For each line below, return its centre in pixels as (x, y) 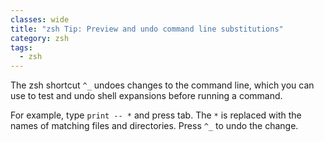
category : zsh (40, 38)
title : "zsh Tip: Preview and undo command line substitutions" (147, 29)
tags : (21, 47)
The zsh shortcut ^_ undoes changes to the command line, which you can (162, 85)
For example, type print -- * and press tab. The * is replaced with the (156, 115)
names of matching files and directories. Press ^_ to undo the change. (154, 126)
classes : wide (40, 19)
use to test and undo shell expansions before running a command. (146, 96)
